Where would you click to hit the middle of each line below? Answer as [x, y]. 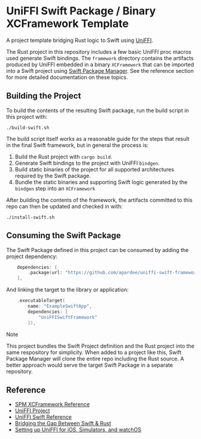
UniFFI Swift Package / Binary [81, 11]
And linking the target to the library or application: [67, 290]
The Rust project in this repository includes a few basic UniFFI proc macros [99, 51]
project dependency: [32, 256]
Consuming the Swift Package [64, 236]
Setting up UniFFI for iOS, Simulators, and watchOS [78, 430]
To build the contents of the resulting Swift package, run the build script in [98, 110]
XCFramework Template [68, 24]
